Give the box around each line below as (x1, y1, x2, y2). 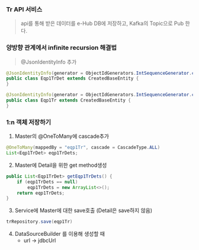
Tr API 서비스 (6, 5, 43, 13)
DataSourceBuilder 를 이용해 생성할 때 (14, 230, 105, 238)
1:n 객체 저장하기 (6, 118, 52, 126)
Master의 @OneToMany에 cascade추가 (14, 132, 110, 140)
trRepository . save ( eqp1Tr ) (6, 219, 73, 225)
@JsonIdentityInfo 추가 (20, 58, 77, 65)
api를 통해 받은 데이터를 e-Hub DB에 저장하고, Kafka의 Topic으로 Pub (20, 20, 184, 27)
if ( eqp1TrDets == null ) (17, 179, 78, 185)
